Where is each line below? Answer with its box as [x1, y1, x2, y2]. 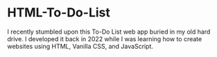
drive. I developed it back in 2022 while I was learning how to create [7, 34, 202, 43]
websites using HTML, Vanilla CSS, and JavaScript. [7, 42, 154, 50]
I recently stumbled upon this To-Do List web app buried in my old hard [7, 27, 211, 36]
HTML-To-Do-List [7, 5, 111, 21]
